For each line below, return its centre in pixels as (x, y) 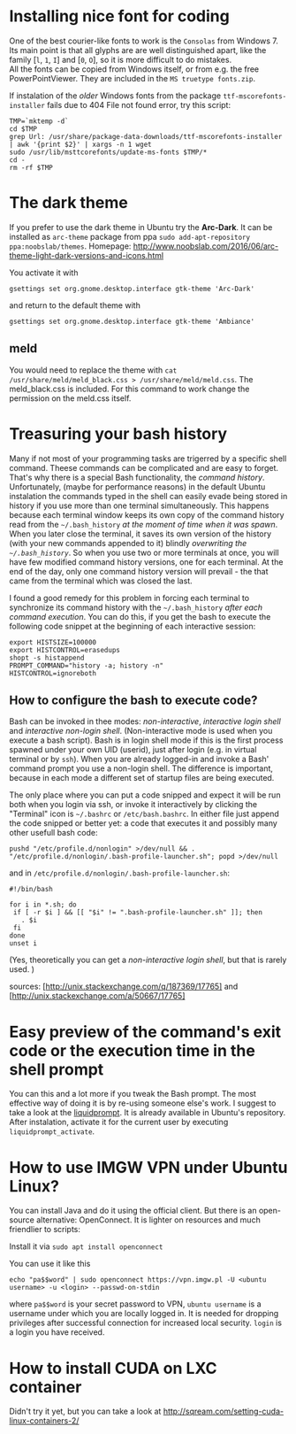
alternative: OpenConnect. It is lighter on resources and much (148, 1220)
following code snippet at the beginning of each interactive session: (133, 626)
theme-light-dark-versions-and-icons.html (87, 255)
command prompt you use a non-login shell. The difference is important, (141, 768)
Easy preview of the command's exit (145, 1032)
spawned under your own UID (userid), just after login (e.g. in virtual (133, 750)
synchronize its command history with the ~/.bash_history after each (136, 607)
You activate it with (44, 273)
